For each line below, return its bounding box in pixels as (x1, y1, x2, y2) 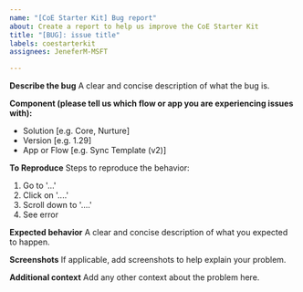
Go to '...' (22, 180, 57, 192)
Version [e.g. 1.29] (22, 135, 92, 146)
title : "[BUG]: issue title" (9, 30, 120, 39)
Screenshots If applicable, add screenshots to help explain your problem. (9, 255, 287, 266)
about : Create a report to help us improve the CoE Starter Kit (9, 22, 259, 31)
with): (9, 108, 33, 119)
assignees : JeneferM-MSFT (9, 47, 108, 57)
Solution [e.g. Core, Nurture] (22, 125, 131, 137)
